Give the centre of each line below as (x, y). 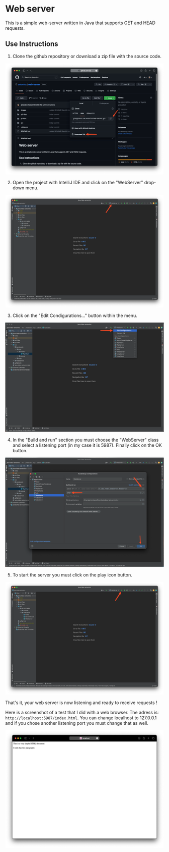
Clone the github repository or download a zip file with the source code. (87, 56)
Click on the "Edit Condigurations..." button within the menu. (75, 315)
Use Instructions (32, 44)
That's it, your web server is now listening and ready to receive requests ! (81, 703)
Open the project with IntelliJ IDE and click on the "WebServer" (78, 182)
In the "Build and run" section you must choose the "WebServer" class (86, 440)
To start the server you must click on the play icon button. (72, 575)
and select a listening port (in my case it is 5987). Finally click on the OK (87, 445)
